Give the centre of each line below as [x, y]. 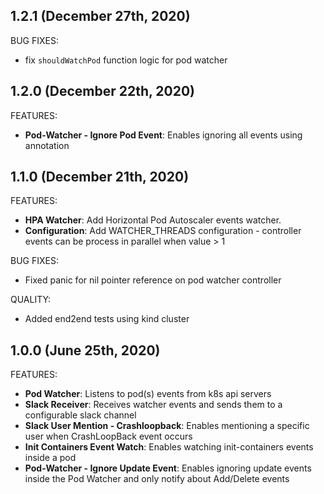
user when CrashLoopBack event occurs [108, 436]
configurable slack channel [80, 415]
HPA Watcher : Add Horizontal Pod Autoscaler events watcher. [153, 220]
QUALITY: [31, 300]
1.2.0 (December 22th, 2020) [103, 91]
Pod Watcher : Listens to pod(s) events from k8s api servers [148, 394]
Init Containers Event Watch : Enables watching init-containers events [169, 447]
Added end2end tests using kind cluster [107, 319]
